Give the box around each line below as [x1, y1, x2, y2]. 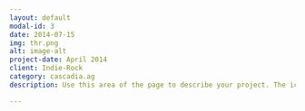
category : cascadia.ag [9, 72, 95, 81]
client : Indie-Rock [9, 64, 84, 73]
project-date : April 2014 [9, 55, 107, 64]
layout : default [9, 13, 71, 23]
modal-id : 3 [9, 22, 54, 31]
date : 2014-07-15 [9, 30, 75, 39]
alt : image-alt [9, 47, 67, 56]
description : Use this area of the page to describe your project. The [9, 80, 286, 89]
